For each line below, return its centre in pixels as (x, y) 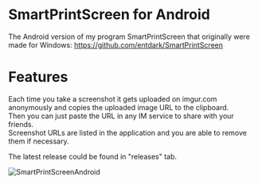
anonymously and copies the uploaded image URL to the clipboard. (119, 107)
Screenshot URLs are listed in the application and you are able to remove (127, 132)
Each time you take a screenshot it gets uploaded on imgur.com (113, 99)
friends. (21, 124)
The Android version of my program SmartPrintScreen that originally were (129, 36)
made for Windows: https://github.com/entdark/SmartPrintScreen (116, 44)
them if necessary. (39, 141)
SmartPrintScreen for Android (109, 15)
